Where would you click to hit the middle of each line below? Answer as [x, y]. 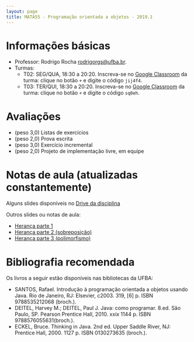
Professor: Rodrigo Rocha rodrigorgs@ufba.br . [70, 62]
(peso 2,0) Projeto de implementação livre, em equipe [79, 151]
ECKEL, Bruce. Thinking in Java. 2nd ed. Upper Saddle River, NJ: [93, 327]
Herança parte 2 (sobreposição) [53, 232]
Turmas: [25, 68]
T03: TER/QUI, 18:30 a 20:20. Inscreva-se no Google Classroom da [104, 87]
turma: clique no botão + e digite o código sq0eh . [82, 93]
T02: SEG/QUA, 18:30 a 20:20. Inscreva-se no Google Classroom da [105, 74]
